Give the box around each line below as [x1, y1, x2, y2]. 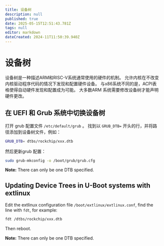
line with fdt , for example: [5, 207, 58, 213]
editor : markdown [5, 30, 41, 35]
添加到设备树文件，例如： [9, 129, 61, 135]
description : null [5, 12, 43, 17]
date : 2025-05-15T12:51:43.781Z [5, 21, 71, 26]
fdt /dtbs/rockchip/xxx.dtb [5, 217, 63, 222]
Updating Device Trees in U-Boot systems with [5, 181, 151, 189]
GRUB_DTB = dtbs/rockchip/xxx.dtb [5, 139, 73, 144]
